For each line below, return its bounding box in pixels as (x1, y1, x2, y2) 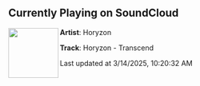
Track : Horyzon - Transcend (59, 43, 154, 53)
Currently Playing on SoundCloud (8, 6, 179, 20)
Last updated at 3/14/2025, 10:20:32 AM (59, 58, 194, 68)
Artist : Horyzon (59, 27, 112, 37)
